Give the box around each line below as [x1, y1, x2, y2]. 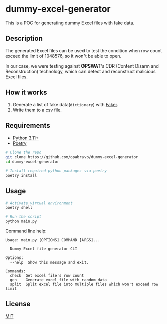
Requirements [5, 121, 50, 130]
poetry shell [5, 205, 33, 210]
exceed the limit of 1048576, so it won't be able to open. [5, 53, 122, 59]
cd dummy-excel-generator [5, 159, 59, 164]
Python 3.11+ [12, 135, 39, 141]
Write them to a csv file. [12, 107, 62, 113]
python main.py [5, 219, 37, 224]
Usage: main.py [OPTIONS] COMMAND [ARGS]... [5, 238, 100, 243]
